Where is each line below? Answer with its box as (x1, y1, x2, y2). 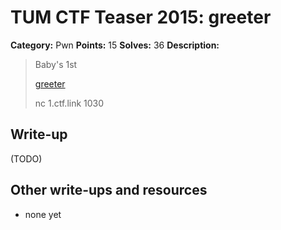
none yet (24, 208, 62, 220)
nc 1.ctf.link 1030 (34, 97, 105, 109)
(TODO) (10, 152, 43, 165)
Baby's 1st (34, 58, 78, 70)
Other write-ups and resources (10, 182, 208, 199)
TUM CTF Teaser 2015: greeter (10, 6, 272, 29)
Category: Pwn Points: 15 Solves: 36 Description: (10, 39, 220, 51)
